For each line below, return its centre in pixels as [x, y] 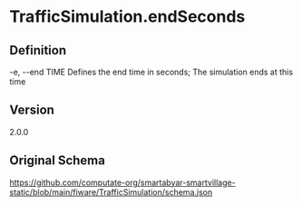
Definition [38, 50]
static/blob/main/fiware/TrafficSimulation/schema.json [111, 191]
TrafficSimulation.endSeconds [127, 17]
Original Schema [58, 161]
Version [32, 110]
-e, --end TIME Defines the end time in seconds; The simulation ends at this [151, 72]
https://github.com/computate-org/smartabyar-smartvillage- [122, 182]
